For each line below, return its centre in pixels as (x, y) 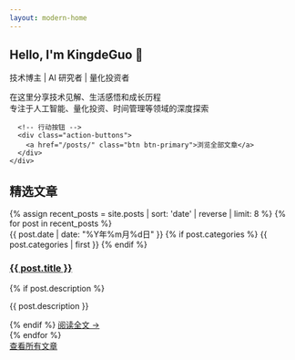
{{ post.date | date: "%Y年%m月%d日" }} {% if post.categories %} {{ (138, 234)
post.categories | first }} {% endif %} (78, 245)
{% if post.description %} (57, 288)
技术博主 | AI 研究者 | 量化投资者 (70, 77)
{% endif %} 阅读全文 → (55, 324)
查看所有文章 (33, 345)
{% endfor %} (36, 334)
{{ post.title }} (41, 268)
